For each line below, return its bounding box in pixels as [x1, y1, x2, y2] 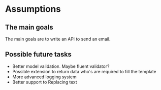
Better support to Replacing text [12, 79, 77, 85]
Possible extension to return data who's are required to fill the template [12, 68, 157, 74]
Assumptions [5, 3, 61, 15]
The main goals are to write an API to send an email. [5, 36, 111, 42]
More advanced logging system [12, 74, 77, 80]
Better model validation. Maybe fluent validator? [12, 63, 110, 69]
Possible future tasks [5, 50, 72, 59]
